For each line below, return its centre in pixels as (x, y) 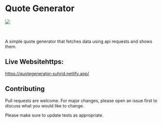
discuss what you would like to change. (45, 105)
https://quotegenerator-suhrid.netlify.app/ (47, 73)
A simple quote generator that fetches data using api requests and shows (79, 41)
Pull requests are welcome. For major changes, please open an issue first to (81, 101)
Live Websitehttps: (34, 62)
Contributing (25, 89)
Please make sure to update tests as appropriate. (54, 115)
